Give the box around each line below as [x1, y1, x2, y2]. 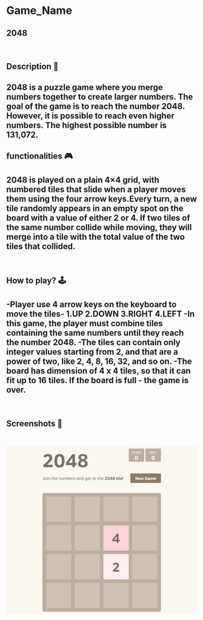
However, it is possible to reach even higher [6, 111, 175, 121]
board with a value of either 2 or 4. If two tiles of [6, 213, 191, 223]
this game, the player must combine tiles [6, 318, 163, 329]
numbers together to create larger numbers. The [6, 92, 193, 102]
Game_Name [6, 4, 73, 18]
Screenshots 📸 [6, 418, 63, 429]
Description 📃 [6, 61, 59, 72]
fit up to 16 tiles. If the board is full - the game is [6, 375, 189, 386]
